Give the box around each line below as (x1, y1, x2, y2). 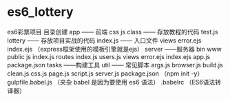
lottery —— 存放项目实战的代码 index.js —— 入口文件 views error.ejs (7, 36, 202, 45)
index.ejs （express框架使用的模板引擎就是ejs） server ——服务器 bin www (7, 45, 222, 53)
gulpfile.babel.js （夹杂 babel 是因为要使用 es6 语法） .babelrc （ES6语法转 (7, 78, 222, 86)
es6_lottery (7, 4, 74, 20)
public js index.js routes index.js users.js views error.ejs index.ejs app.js (7, 52, 211, 60)
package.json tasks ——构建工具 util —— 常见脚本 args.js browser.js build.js (7, 60, 224, 69)
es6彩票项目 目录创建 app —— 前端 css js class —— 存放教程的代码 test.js (7, 27, 218, 36)
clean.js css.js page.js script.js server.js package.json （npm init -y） (7, 69, 204, 78)
